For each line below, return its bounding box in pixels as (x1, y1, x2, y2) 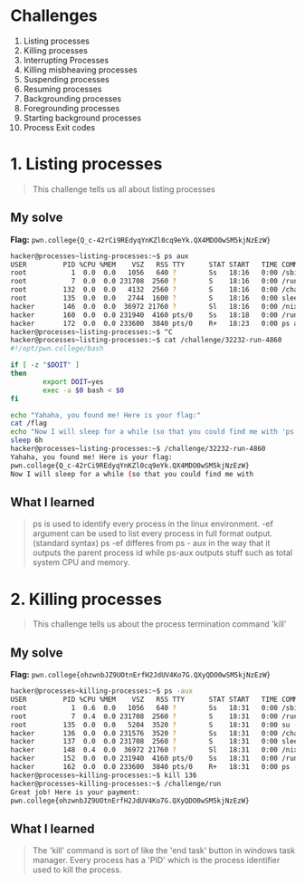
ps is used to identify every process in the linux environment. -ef (32, 518, 274, 530)
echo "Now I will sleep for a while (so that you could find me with (10, 428, 279, 437)
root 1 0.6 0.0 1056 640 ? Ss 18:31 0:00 (10, 703, 279, 712)
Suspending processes (23, 73, 110, 84)
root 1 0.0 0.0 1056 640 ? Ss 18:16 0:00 (10, 268, 279, 277)
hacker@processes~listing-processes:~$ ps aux (10, 251, 189, 261)
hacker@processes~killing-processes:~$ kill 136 (10, 771, 197, 780)
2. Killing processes (10, 589, 162, 610)
